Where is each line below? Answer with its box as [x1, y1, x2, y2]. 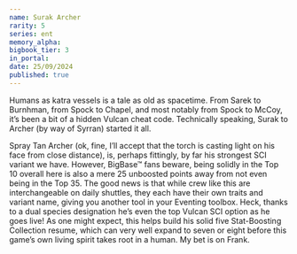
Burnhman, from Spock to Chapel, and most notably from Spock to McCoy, [9, 104, 284, 115]
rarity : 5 [9, 21, 46, 30]
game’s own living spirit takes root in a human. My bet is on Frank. [9, 234, 250, 244]
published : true [9, 71, 69, 80]
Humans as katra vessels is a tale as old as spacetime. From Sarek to [9, 95, 262, 105]
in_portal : [9, 54, 50, 63]
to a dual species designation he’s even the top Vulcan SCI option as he [9, 205, 270, 217]
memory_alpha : [9, 37, 62, 47]
